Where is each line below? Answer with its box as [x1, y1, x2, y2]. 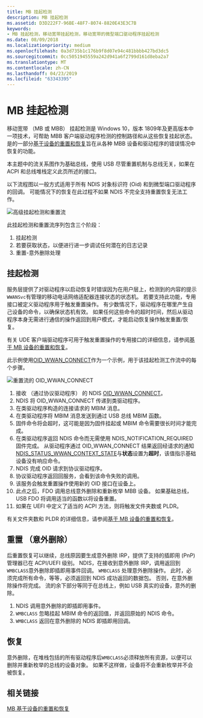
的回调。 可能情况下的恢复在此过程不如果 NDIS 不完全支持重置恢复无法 [7, 188, 183, 196]
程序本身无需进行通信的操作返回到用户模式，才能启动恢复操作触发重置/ [7, 316, 183, 323]
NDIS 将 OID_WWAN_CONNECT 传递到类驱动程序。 [15, 397, 144, 404]
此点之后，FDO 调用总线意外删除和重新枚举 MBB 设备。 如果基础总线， [15, 487, 192, 495]
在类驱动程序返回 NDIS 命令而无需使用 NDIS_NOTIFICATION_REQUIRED [15, 434, 193, 442]
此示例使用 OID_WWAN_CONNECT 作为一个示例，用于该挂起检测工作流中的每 [7, 356, 197, 363]
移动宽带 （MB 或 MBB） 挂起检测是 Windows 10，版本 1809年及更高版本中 [7, 125, 194, 133]
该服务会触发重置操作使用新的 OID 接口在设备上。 [15, 479, 139, 487]
